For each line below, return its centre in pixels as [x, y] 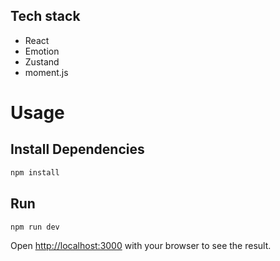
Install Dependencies [77, 149]
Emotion [42, 51]
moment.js [46, 72]
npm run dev [35, 227]
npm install [35, 172]
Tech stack [45, 16]
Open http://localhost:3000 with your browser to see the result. [141, 246]
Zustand [42, 61]
